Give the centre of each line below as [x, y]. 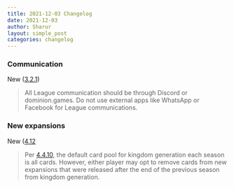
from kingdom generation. [62, 177]
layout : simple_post [37, 33]
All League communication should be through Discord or [106, 93]
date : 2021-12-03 [33, 20]
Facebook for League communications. [81, 108]
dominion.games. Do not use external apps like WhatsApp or [112, 100]
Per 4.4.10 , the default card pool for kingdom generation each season [124, 154]
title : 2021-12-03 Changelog [50, 14]
